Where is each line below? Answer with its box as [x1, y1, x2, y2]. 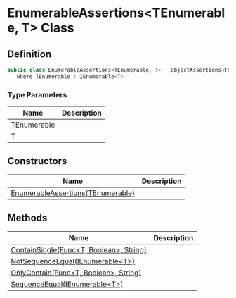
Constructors [7, 155, 67, 167]
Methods [7, 212, 48, 224]
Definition [7, 48, 51, 60]
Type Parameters [7, 89, 67, 99]
